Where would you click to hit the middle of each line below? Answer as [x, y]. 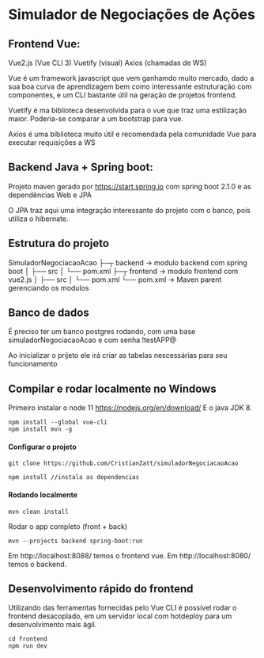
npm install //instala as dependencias [74, 477]
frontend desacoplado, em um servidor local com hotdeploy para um [120, 616]
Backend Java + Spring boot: [81, 167]
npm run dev [28, 646]
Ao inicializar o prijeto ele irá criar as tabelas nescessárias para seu [118, 356]
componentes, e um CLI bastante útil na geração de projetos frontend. [123, 95]
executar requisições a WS [52, 143]
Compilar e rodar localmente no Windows [112, 388]
